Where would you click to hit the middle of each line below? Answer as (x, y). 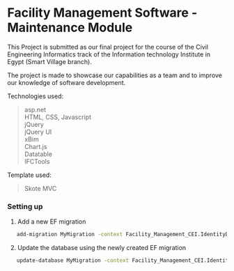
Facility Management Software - (102, 13)
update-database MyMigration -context (73, 261)
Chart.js (36, 146)
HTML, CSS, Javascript (58, 117)
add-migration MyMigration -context (70, 235)
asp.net (35, 109)
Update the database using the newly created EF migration (102, 248)
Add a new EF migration (52, 222)
